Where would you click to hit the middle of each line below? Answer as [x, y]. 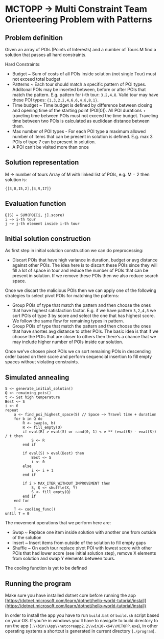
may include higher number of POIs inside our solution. [68, 342]
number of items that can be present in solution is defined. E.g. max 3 [82, 137]
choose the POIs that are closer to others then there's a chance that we [84, 337]
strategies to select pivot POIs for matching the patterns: [62, 296]
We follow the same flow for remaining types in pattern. [68, 321]
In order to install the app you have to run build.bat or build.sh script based [82, 615]
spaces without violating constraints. [42, 362]
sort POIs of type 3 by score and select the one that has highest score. [83, 316]
